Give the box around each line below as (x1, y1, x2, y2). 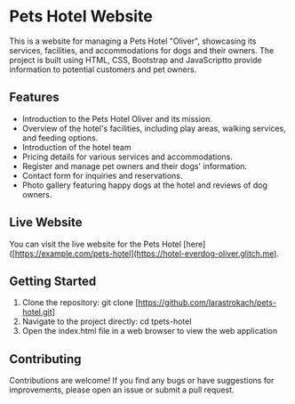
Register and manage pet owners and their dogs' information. (21, 160, 247, 171)
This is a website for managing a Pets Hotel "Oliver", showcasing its (9, 36, 257, 46)
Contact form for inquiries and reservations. (21, 170, 183, 181)
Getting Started (9, 273, 97, 288)
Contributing (9, 351, 82, 367)
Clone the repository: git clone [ (21, 297, 140, 308)
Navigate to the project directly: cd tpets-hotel (21, 316, 192, 327)
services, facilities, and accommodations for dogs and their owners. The (9, 44, 275, 55)
